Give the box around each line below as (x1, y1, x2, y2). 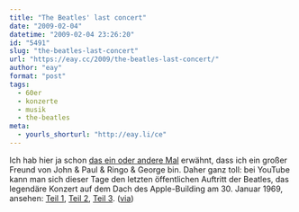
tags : (9, 80, 30, 89)
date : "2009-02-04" (9, 22, 83, 31)
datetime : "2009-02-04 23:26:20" (9, 30, 135, 39)
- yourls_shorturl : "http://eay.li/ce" (17, 130, 168, 139)
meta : (9, 122, 30, 131)
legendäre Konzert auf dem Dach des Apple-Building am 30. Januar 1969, (9, 183, 284, 194)
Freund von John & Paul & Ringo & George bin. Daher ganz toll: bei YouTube (9, 163, 291, 175)
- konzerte (17, 96, 59, 106)
